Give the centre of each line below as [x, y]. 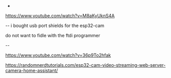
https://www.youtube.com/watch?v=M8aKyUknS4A [60, 16]
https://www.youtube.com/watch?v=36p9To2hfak [58, 55]
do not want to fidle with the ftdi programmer [53, 35]
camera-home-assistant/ [32, 70]
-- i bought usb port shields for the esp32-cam [55, 25]
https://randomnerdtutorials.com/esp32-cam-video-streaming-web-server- [85, 65]
